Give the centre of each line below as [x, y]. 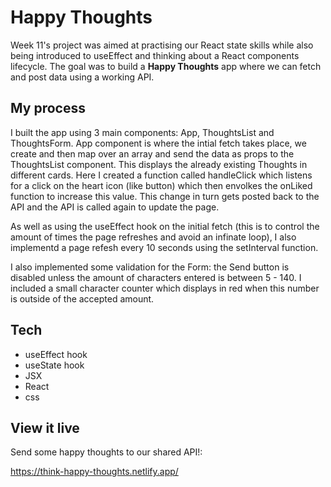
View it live [45, 427]
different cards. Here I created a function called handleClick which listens [161, 175]
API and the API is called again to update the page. [115, 207]
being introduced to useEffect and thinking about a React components [155, 55]
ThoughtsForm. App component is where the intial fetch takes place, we [158, 143]
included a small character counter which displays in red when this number [165, 288]
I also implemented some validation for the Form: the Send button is [150, 267]
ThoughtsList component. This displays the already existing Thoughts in [159, 164]
